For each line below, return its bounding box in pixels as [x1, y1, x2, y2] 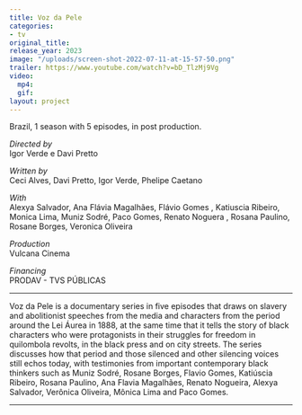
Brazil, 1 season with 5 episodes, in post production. [9, 121, 202, 132]
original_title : [9, 38, 70, 48]
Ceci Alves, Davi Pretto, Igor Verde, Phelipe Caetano [9, 175, 203, 186]
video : [9, 72, 34, 81]
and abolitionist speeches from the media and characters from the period [9, 311, 280, 322]
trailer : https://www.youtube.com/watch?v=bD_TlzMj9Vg [9, 64, 219, 73]
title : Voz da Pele [9, 13, 83, 22]
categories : [9, 22, 54, 31]
